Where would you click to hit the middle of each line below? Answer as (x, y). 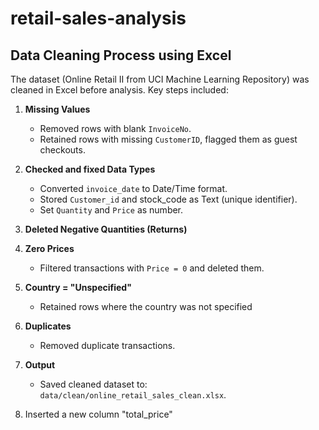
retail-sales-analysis (98, 18)
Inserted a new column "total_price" (98, 414)
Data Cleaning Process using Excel (121, 55)
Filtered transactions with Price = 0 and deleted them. (152, 268)
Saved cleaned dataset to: (93, 384)
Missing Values (57, 109)
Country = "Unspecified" (78, 287)
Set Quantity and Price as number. (111, 210)
